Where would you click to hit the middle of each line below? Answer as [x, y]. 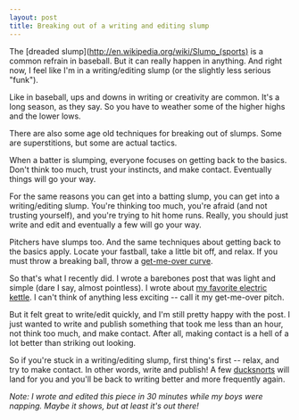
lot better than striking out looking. [73, 342]
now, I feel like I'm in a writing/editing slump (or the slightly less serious [140, 70]
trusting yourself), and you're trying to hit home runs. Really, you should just [149, 215]
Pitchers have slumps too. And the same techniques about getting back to [145, 242]
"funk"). [24, 79]
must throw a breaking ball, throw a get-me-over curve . [111, 260]
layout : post [33, 17]
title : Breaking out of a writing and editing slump [109, 26]
